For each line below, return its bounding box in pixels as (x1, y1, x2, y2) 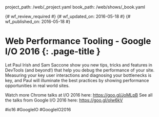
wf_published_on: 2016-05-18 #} (5, 19, 71, 24)
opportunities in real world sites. (5, 83, 70, 88)
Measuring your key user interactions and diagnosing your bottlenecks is (5, 72, 152, 78)
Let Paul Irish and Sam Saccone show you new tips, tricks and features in (5, 62, 153, 67)
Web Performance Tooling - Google (5, 36, 151, 47)
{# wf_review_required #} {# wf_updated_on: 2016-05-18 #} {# (5, 14, 131, 19)
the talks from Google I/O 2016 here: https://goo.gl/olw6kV (5, 97, 123, 103)
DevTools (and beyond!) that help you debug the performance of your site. (5, 67, 155, 73)
